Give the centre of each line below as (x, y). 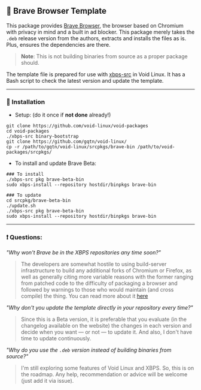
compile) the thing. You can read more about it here (84, 296)
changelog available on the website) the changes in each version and (106, 326)
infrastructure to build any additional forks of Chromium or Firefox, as (106, 271)
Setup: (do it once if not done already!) (63, 115)
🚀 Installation (26, 101)
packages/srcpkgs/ (29, 152)
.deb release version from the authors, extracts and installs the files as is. (96, 38)
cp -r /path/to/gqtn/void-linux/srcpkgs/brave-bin (71, 147)
